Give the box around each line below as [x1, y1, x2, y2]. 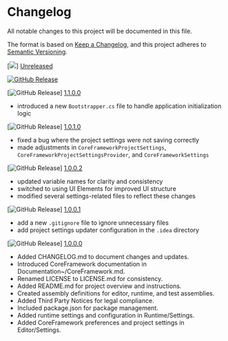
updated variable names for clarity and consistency [17, 177, 163, 185]
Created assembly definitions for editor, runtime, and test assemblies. [17, 289, 215, 297]
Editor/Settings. [17, 325, 61, 334]
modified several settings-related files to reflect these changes [17, 192, 196, 200]
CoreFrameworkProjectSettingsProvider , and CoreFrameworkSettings [17, 150, 209, 158]
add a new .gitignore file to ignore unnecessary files [17, 218, 169, 227]
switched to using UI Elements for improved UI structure [17, 184, 177, 193]
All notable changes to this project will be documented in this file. [7, 27, 193, 35]
